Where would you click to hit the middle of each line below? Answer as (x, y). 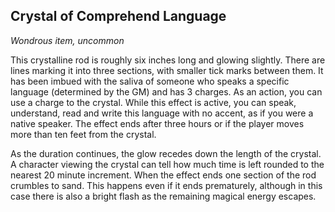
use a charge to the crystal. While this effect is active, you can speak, (153, 102)
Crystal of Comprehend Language (118, 16)
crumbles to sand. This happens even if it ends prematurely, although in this (166, 185)
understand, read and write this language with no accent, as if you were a (162, 113)
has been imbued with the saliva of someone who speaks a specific (150, 81)
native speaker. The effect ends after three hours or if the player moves (157, 123)
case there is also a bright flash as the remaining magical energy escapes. (163, 196)
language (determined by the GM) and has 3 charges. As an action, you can (166, 91)
